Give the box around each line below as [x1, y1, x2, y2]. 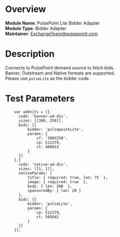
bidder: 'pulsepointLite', [27, 126, 84, 132]
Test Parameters [5, 93, 75, 104]
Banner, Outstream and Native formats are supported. [5, 70, 116, 76]
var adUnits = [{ [14, 109, 50, 114]
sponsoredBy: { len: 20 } [27, 188, 81, 193]
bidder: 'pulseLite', [27, 201, 72, 206]
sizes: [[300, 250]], [18, 118, 64, 123]
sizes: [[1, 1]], [18, 166, 55, 171]
